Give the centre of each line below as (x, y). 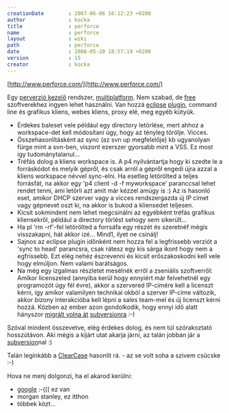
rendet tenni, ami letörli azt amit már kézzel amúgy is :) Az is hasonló (113, 190)
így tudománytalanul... (48, 154)
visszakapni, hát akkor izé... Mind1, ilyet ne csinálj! (87, 234)
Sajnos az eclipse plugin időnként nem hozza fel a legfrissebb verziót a (117, 241)
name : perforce (53, 33)
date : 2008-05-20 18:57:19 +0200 (79, 52)
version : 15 (44, 58)
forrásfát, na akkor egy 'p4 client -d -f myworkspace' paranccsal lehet (116, 183)
